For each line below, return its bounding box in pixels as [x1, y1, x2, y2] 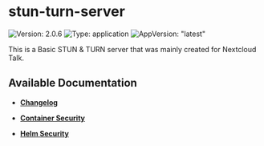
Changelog [19, 97, 59, 107]
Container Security [19, 113, 86, 123]
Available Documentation [8, 76, 138, 90]
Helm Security [19, 128, 70, 138]
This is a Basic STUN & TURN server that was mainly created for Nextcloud [8, 44, 257, 54]
